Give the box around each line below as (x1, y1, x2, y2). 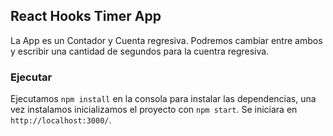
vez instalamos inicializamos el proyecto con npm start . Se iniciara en (10, 104, 298, 116)
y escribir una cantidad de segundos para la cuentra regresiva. (10, 45, 270, 57)
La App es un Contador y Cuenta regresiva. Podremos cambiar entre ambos (10, 34, 323, 46)
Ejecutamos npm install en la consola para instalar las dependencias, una (10, 93, 317, 105)
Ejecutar (10, 70, 53, 84)
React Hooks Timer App (10, 8, 162, 25)
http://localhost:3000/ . (10, 114, 112, 126)
